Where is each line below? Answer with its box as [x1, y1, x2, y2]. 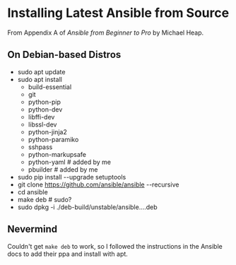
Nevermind [7, 223, 58, 235]
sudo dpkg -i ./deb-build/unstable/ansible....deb [17, 203, 158, 211]
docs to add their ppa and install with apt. [7, 249, 129, 258]
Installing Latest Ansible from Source [7, 5, 230, 21]
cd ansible [17, 187, 48, 196]
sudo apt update [17, 67, 66, 76]
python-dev [28, 105, 63, 114]
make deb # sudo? [17, 195, 72, 204]
